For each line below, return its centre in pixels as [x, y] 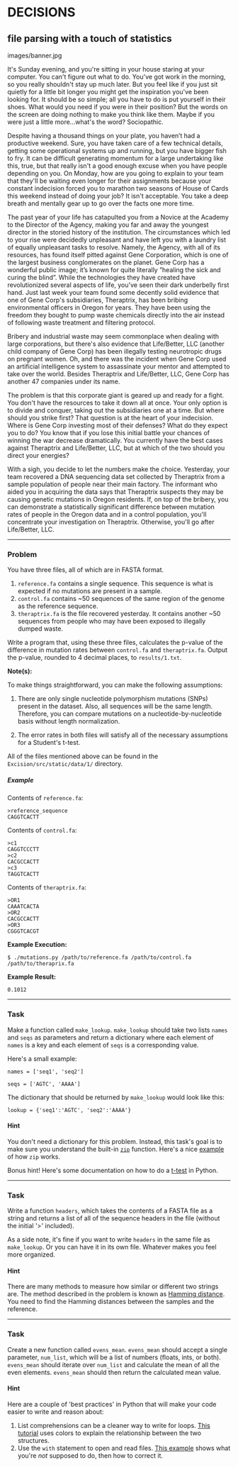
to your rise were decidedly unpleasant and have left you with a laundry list [117, 240]
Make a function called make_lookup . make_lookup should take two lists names [118, 1030]
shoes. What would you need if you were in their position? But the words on [118, 107]
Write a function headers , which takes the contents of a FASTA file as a [110, 1211]
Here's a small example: [42, 1058]
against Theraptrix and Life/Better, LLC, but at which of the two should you [116, 448]
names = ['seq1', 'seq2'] [45, 1072]
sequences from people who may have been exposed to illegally [112, 622]
